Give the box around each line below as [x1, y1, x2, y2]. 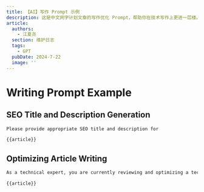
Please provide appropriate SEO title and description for [6, 125, 159, 132]
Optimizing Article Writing [6, 153, 107, 164]
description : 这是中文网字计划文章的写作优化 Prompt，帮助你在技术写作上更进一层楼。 [6, 15, 201, 21]
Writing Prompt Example [6, 85, 132, 99]
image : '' [12, 59, 36, 65]
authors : [12, 25, 34, 32]
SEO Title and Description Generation [6, 110, 151, 120]
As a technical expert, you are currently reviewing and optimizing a [6, 170, 189, 176]
